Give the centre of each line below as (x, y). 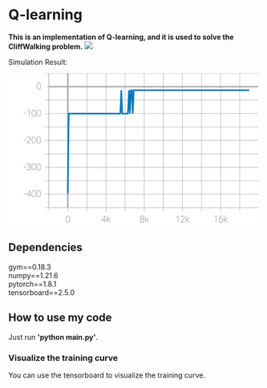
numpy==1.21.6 (33, 275)
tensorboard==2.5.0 (42, 292)
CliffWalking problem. (46, 46)
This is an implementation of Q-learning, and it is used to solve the (121, 37)
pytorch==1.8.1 (32, 284)
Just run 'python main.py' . (53, 337)
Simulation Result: (38, 62)
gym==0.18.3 (30, 267)
